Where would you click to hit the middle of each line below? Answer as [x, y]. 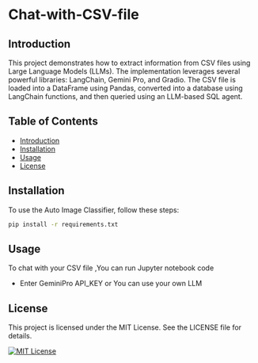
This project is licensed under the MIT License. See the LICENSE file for [125, 327]
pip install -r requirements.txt [63, 224]
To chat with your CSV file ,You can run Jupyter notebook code [111, 268]
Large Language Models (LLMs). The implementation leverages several [124, 71]
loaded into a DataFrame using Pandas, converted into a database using [125, 88]
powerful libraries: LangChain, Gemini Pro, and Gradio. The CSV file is [122, 80]
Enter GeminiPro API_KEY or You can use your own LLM [111, 284]
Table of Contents [53, 122]
